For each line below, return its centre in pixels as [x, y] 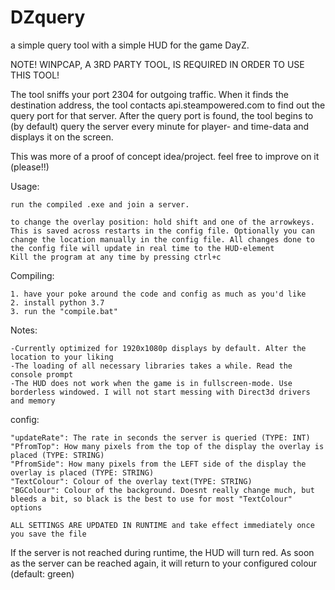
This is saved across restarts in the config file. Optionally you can [162, 231]
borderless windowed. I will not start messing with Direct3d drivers [160, 392]
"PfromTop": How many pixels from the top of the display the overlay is [167, 446]
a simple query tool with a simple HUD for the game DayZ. [130, 45]
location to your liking [62, 357]
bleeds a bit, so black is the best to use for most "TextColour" [151, 499]
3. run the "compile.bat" [64, 311]
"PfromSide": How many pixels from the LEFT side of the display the [158, 464]
